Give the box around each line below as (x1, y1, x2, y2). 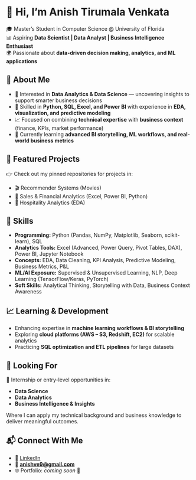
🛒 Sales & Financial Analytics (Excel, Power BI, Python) (14, 192, 148, 200)
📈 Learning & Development (6, 306, 109, 316)
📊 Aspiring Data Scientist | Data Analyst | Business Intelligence (6, 34, 165, 41)
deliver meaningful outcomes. (6, 418, 79, 425)
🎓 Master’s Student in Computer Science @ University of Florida (6, 25, 165, 32)
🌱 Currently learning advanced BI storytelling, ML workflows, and (14, 130, 177, 138)
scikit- (164, 231, 180, 239)
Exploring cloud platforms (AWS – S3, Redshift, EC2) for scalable (14, 331, 175, 338)
